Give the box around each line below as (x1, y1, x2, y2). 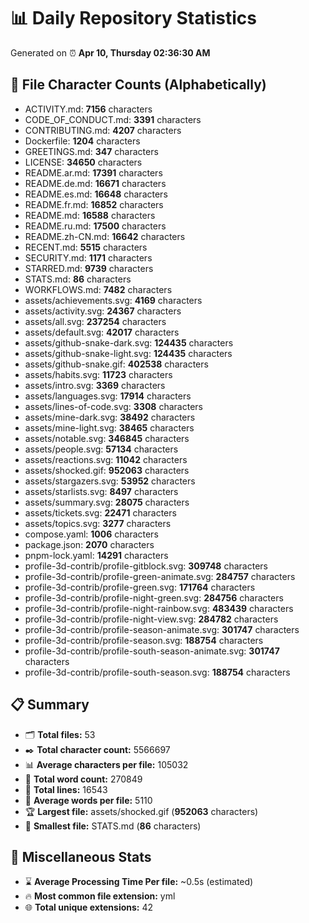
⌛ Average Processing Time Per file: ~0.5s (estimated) (24, 876, 254, 888)
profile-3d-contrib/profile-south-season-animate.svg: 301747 (24, 645, 280, 657)
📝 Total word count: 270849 (24, 773, 143, 785)
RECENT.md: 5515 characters (24, 241, 148, 253)
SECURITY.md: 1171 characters (24, 251, 153, 264)
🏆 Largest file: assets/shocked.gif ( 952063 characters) (24, 805, 259, 817)
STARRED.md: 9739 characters (24, 262, 154, 274)
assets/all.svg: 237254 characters (24, 315, 167, 327)
